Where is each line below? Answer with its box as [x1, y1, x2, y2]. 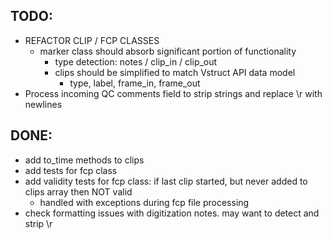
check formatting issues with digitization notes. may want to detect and [24, 207, 320, 219]
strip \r [24, 217, 53, 229]
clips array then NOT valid [24, 185, 133, 198]
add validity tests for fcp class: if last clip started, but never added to [24, 175, 308, 187]
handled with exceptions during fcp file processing [39, 196, 250, 208]
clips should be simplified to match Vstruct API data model [54, 66, 296, 78]
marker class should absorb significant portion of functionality [39, 45, 297, 57]
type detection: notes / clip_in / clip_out [54, 55, 218, 68]
